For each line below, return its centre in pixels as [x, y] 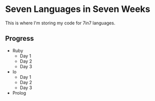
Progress [19, 39]
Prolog [19, 93]
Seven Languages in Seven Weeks [78, 9]
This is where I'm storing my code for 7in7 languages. [60, 23]
